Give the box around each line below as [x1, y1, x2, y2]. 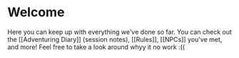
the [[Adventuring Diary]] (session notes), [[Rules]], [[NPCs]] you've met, [7, 35, 223, 43]
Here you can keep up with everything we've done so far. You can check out [7, 28, 232, 36]
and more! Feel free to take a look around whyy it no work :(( [7, 42, 185, 51]
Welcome [7, 4, 65, 21]
